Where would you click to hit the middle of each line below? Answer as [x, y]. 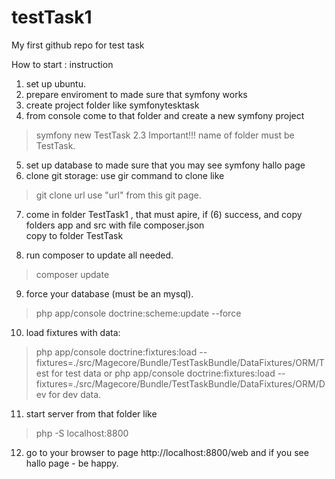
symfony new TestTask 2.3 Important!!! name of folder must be [165, 135]
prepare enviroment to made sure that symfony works [136, 94]
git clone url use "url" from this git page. [118, 195]
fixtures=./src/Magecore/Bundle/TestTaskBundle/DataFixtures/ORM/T [180, 362]
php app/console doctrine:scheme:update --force [138, 313]
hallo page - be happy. [72, 463]
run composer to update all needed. [99, 255]
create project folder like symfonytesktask [112, 105]
